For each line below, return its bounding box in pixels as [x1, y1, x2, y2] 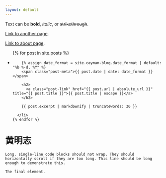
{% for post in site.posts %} [12, 50, 70, 56]
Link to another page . [5, 30, 49, 36]
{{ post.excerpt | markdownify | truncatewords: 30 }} [21, 104, 138, 109]
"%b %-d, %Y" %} [12, 65, 46, 70]
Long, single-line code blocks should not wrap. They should [5, 152, 135, 157]
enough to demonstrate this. [5, 160, 66, 166]
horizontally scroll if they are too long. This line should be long [5, 156, 153, 161]
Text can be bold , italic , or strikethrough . [5, 21, 88, 27]
